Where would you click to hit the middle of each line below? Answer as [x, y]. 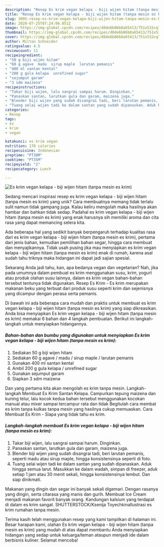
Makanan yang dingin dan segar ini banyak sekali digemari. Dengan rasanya [82, 489]
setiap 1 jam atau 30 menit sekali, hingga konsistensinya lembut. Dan [81, 474]
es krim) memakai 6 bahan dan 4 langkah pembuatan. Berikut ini [70, 319]
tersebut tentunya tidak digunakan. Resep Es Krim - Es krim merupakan [77, 283]
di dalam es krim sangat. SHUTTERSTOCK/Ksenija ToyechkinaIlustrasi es [79, 505]
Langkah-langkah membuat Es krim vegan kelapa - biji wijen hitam [75, 425]
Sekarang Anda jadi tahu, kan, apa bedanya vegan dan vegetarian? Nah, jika [82, 268]
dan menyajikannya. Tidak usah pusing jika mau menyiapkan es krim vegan [81, 248]
